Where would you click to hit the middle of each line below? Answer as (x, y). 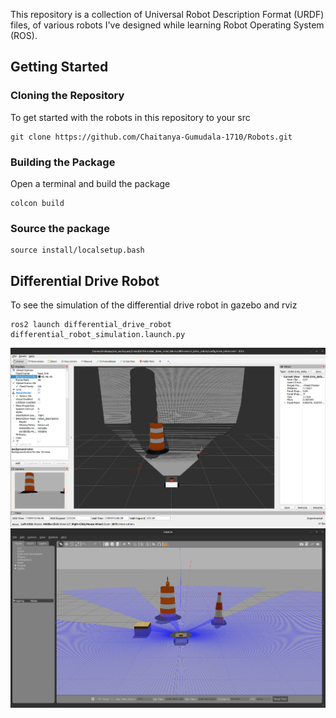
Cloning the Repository (67, 96)
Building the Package (63, 162)
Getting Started (59, 67)
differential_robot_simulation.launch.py (98, 335)
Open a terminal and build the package (90, 183)
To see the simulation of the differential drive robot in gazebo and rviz (154, 305)
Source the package (60, 228)
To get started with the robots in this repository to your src (130, 117)
